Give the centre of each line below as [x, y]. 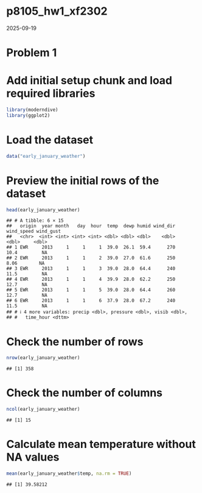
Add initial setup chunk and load [89, 81]
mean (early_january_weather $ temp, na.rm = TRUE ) [69, 473]
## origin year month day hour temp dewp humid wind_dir [91, 226]
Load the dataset [50, 140]
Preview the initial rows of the [83, 180]
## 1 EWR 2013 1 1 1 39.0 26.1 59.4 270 [91, 247]
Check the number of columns [85, 393]
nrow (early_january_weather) [43, 358]
